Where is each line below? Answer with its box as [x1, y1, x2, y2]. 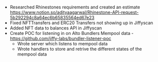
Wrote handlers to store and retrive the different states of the [17, 46, 142, 52]
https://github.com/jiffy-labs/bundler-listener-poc [9, 35, 112, 41]
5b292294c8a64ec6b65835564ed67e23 [9, 15, 94, 20]
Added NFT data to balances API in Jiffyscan [9, 25, 102, 31]
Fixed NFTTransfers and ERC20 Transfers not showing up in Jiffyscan [9, 20, 153, 26]
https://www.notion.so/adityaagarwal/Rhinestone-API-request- [9, 9, 139, 15]
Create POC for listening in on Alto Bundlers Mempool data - [9, 31, 134, 36]
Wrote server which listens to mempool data [17, 41, 108, 46]
